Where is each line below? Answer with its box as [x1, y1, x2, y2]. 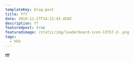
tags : [5, 35, 16, 40]
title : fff [5, 12, 28, 17]
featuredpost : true [5, 25, 45, 30]
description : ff [5, 21, 39, 26]
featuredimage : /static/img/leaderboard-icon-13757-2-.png [5, 30, 130, 35]
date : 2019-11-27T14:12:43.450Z [5, 16, 72, 21]
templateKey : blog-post [5, 7, 54, 12]
